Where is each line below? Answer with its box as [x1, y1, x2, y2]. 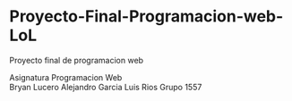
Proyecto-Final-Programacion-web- [9, 6, 284, 27]
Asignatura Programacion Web [9, 72, 123, 82]
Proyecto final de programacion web [9, 55, 144, 65]
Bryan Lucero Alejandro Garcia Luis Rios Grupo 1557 [9, 81, 202, 92]
